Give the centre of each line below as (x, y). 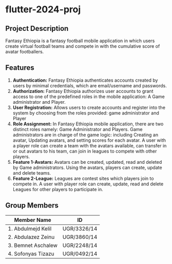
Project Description (37, 29)
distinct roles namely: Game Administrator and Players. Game (78, 129)
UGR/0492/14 (80, 254)
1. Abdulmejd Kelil (30, 229)
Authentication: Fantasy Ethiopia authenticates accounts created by (85, 80)
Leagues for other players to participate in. (58, 189)
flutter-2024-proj (43, 10)
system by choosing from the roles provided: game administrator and (86, 113)
